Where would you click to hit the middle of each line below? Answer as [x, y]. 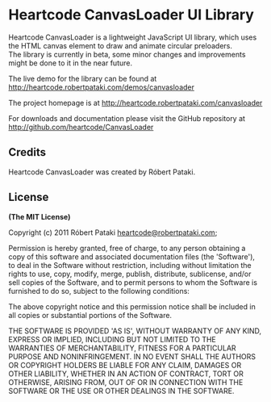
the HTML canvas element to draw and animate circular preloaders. [120, 45]
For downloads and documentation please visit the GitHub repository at [127, 118]
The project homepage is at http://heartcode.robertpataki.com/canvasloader [135, 103]
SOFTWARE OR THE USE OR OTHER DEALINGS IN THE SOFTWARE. [121, 391]
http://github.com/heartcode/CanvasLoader [81, 127]
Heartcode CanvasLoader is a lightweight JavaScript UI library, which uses [133, 37]
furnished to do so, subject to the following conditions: [99, 291]
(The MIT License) [40, 216]
